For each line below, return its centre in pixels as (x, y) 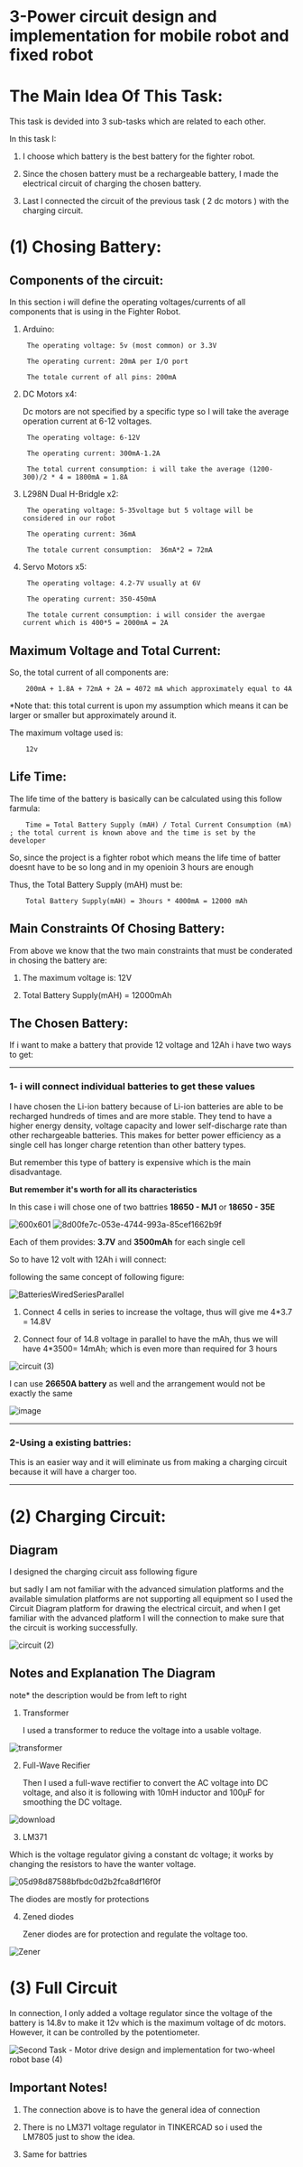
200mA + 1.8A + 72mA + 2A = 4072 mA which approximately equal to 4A (159, 688)
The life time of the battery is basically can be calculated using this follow (146, 799)
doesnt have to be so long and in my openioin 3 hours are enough (132, 867)
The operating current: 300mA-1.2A (93, 453)
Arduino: (38, 329)
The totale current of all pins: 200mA (101, 378)
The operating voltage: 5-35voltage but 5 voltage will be (140, 511)
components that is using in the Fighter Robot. (95, 312)
